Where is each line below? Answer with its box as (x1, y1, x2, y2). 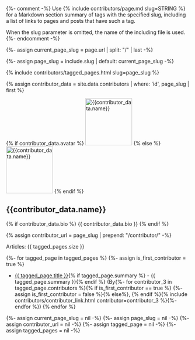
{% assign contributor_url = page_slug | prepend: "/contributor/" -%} (6, 232, 172, 239)
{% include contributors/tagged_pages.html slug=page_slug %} (6, 69, 159, 76)
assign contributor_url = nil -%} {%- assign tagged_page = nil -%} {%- (6, 321, 176, 328)
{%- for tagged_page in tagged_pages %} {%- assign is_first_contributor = (6, 254, 186, 261)
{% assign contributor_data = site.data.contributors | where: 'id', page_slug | (6, 80, 190, 87)
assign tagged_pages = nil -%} (6, 327, 81, 334)
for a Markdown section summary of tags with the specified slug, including (6, 11, 186, 18)
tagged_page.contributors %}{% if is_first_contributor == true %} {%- (14, 284, 183, 291)
